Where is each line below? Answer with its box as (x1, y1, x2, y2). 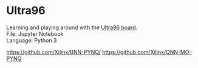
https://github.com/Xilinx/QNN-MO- (102, 48, 193, 55)
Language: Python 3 (6, 36, 57, 44)
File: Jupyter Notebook (6, 30, 64, 37)
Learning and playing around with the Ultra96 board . (6, 24, 138, 31)
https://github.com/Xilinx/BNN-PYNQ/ (6, 48, 101, 55)
